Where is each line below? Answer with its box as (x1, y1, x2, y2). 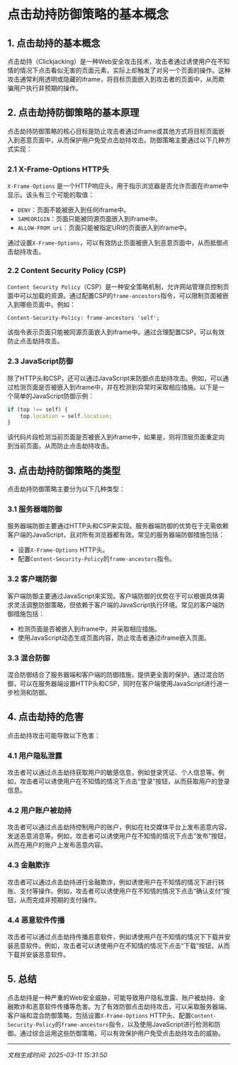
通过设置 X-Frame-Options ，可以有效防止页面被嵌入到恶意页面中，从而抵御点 (7, 239, 229, 247)
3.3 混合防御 (7, 653, 50, 663)
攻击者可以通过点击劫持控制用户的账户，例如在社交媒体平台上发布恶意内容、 (7, 823, 231, 832)
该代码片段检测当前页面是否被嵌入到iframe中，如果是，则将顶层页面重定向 (7, 433, 225, 441)
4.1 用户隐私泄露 (7, 751, 62, 761)
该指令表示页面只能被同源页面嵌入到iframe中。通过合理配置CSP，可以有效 (7, 328, 225, 336)
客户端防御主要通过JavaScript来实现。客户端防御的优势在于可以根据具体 (7, 592, 219, 600)
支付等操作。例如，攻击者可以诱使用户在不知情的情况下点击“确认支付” (19, 887, 225, 895)
